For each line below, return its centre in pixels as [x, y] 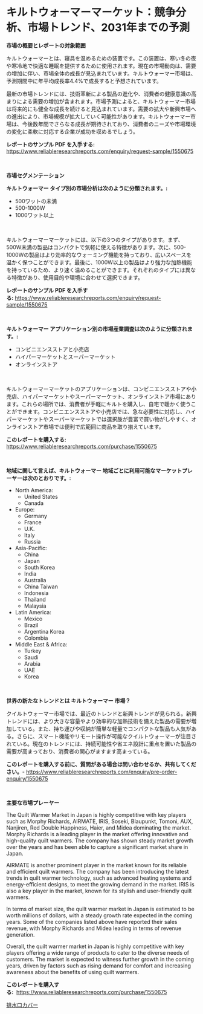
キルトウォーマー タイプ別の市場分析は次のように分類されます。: [87, 188]
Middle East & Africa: [41, 644]
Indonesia [36, 593]
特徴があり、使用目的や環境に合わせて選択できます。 [77, 277]
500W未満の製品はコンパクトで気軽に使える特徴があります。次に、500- [96, 247]
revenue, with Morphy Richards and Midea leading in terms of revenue [94, 928]
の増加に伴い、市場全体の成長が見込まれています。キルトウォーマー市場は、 [101, 73]
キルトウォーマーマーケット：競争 [91, 12]
